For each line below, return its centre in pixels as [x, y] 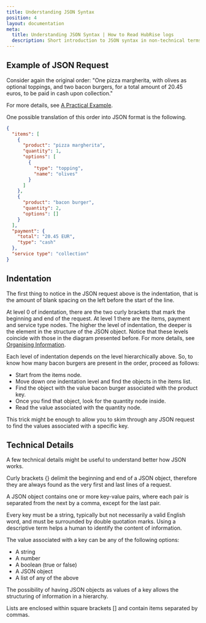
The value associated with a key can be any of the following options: [93, 540]
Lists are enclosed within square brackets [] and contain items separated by [102, 608]
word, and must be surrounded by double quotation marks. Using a [91, 522]
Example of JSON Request [58, 65]
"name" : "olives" [56, 174]
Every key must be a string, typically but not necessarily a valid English [96, 515]
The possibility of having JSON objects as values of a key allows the [93, 590]
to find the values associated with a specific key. [68, 426]
